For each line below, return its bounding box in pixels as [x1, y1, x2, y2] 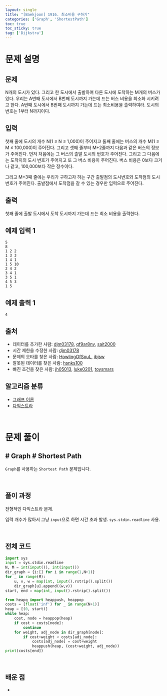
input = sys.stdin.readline [5, 560, 64, 565]
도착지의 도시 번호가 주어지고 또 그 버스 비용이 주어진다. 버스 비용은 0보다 [10, 157, 153, 163]
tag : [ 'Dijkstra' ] [5, 30, 43, 35]
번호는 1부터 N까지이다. [5, 108, 51, 114]
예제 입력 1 [5, 226, 36, 235]
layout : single [5, 7, 37, 12]
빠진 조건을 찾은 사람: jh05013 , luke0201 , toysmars [12, 366, 114, 372]
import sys [5, 555, 28, 560]
